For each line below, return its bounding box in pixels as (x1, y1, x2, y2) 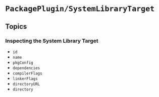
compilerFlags (12, 71, 42, 76)
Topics (5, 22, 27, 31)
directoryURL (12, 81, 40, 86)
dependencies (12, 65, 40, 70)
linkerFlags (12, 76, 38, 81)
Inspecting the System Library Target (5, 37, 98, 44)
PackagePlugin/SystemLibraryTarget (5, 4, 155, 14)
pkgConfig (12, 60, 34, 65)
